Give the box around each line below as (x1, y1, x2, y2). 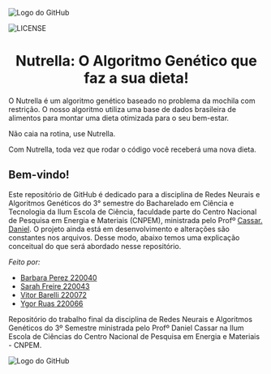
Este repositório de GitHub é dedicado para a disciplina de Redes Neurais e (8, 189, 260, 199)
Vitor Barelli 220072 (19, 290, 88, 299)
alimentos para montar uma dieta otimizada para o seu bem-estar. (8, 113, 230, 123)
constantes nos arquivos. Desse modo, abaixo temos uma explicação (8, 232, 240, 243)
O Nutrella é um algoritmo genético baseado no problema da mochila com (8, 96, 256, 105)
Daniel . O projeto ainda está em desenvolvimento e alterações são (8, 224, 230, 234)
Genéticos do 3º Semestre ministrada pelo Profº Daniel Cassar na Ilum (8, 323, 244, 333)
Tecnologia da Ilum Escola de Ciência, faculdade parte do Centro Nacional (8, 207, 257, 217)
